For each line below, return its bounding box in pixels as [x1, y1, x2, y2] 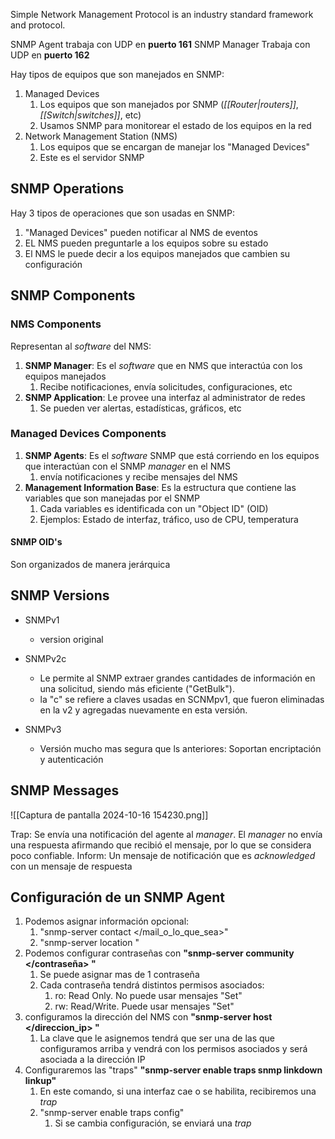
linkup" [24, 1075, 57, 1087]
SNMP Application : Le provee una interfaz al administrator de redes [24, 391, 306, 403]
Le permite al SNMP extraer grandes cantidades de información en [39, 672, 316, 684]
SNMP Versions [10, 587, 110, 604]
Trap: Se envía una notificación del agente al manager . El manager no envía [10, 828, 323, 840]
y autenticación [39, 753, 104, 765]
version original [39, 633, 104, 645]
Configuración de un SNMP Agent [10, 889, 225, 906]
